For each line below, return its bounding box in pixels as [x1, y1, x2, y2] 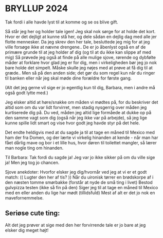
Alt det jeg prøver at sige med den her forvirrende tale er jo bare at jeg [5, 222, 146, 228]
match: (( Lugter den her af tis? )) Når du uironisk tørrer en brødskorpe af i [5, 174, 154, 180]
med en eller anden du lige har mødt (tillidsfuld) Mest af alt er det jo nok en [5, 190, 155, 196]
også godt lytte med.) [5, 90, 49, 96]
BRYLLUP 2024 [5, 3, 68, 14]
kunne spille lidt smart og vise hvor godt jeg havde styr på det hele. [5, 120, 140, 126]
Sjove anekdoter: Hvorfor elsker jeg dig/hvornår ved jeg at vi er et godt [5, 169, 147, 175]
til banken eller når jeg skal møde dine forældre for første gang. [5, 75, 132, 81]
